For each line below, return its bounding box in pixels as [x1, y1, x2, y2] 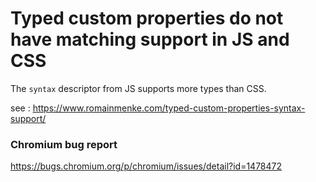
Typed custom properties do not [10, 7, 284, 30]
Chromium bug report [10, 137, 118, 151]
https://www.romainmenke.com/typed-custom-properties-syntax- [32, 102, 306, 114]
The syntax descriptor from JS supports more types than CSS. [10, 82, 267, 94]
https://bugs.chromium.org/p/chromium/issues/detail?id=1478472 [10, 160, 283, 172]
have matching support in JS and [10, 28, 290, 51]
